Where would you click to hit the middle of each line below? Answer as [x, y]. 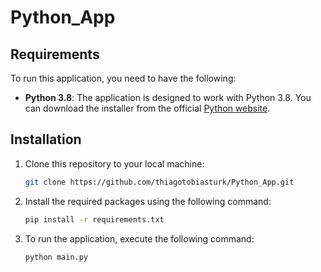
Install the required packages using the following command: [148, 201]
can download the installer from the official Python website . [147, 108]
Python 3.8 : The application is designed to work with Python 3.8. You [168, 97]
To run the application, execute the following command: [139, 238]
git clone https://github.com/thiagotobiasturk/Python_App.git [159, 182]
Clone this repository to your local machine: [114, 163]
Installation [46, 139]
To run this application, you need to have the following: [123, 78]
